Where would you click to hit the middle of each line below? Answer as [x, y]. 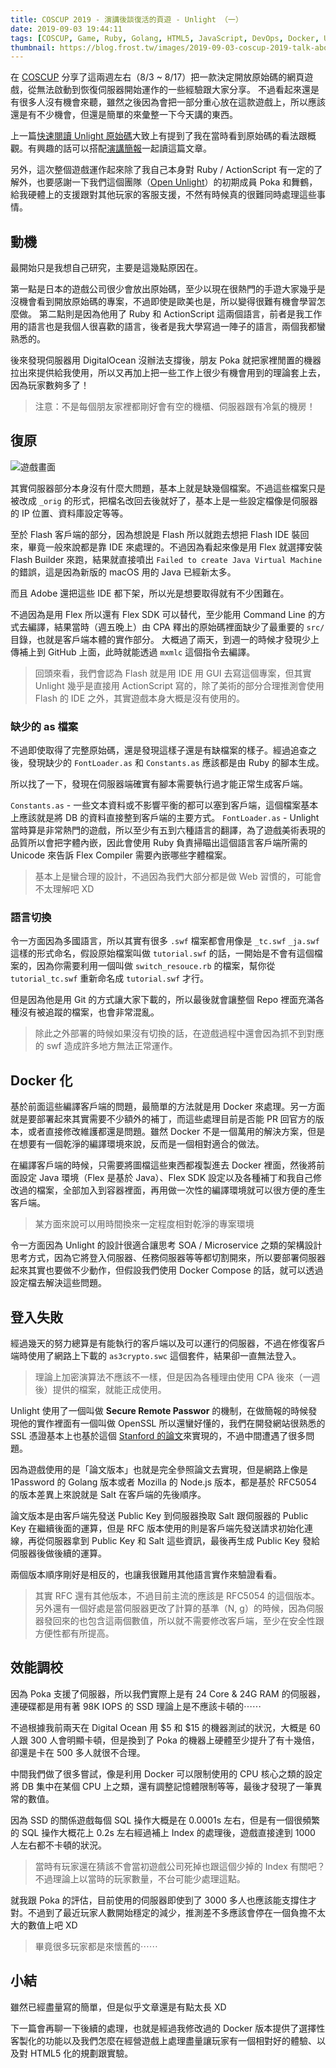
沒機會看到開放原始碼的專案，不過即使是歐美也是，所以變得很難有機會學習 [163, 302]
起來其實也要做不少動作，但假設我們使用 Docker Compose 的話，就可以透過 [167, 1270]
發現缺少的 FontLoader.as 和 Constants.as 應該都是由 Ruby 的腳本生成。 [176, 763]
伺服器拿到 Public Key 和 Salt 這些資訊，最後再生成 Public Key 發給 [182, 1541]
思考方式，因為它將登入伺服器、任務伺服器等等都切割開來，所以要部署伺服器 [168, 1258]
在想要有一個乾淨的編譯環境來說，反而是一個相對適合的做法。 [137, 1144]
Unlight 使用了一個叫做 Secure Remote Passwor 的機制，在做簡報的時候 [159, 1411]
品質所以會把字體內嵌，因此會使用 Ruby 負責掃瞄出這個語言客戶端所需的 [159, 843]
